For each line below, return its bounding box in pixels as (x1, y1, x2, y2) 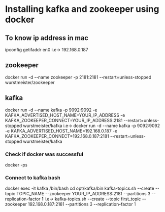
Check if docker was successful (5, 151, 84, 158)
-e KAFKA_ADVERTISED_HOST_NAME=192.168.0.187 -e (5, 127, 118, 134)
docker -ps (5, 162, 28, 168)
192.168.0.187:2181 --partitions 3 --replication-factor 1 (28, 201, 136, 207)
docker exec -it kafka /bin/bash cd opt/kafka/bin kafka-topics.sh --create (5, 185, 154, 191)
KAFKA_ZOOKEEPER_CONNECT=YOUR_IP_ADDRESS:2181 (5, 117, 123, 123)
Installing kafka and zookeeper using (5, 3, 159, 15)
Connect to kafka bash (5, 174, 61, 181)
